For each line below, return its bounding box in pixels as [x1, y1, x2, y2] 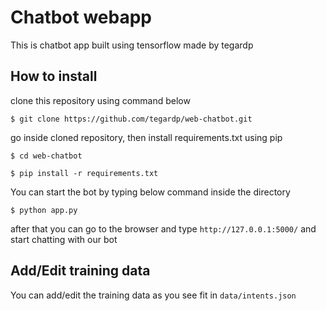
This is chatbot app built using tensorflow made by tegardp [10, 39, 254, 51]
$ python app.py [10, 205, 78, 215]
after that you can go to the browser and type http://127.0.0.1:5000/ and [10, 222, 317, 235]
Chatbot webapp [10, 6, 153, 29]
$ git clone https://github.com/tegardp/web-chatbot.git [10, 114, 253, 124]
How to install [10, 68, 98, 85]
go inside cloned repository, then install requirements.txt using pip [10, 131, 283, 143]
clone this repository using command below [10, 94, 191, 106]
